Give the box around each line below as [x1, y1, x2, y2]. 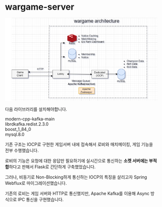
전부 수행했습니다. [5, 147, 39, 154]
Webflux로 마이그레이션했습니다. [5, 180, 67, 186]
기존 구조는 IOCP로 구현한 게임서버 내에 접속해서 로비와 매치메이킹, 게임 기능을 [5, 142, 153, 147]
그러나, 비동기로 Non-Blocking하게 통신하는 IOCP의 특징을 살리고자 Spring [5, 174, 147, 180]
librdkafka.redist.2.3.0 [5, 121, 49, 127]
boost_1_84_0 [5, 127, 31, 132]
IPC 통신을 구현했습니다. [17, 197, 64, 203]
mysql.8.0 [5, 131, 25, 137]
